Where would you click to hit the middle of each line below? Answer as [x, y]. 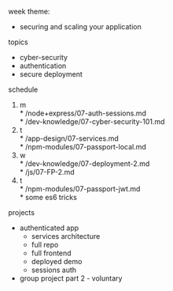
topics [18, 42]
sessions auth [54, 270]
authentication [43, 66]
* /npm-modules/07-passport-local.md [83, 147]
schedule [23, 89]
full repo [45, 245]
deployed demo [57, 261]
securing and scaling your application [80, 26]
